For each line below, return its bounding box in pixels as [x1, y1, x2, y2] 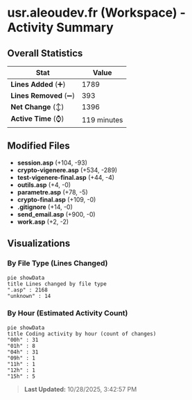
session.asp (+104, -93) [17, 158, 88, 167]
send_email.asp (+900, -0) [17, 210, 96, 218]
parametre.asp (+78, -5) [17, 187, 88, 196]
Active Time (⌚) [10, 114, 64, 123]
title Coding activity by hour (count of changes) [7, 330, 157, 337]
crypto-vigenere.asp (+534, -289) [17, 165, 118, 174]
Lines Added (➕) [10, 80, 66, 89]
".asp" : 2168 [7, 286, 49, 293]
